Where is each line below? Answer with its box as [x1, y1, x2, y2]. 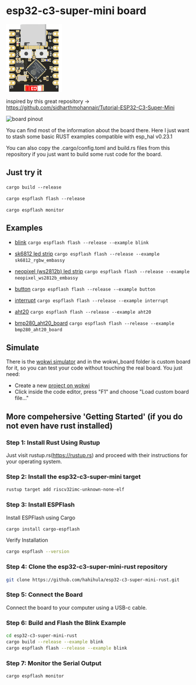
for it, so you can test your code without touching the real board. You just [6, 364, 183, 371]
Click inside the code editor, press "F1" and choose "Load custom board [14, 388, 190, 395]
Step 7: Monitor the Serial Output [6, 659, 102, 667]
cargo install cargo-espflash [6, 526, 80, 532]
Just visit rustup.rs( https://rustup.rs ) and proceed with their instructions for [6, 452, 188, 459]
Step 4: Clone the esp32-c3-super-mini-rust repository [6, 563, 168, 571]
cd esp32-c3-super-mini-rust [6, 633, 77, 639]
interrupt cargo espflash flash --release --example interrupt [14, 297, 169, 304]
